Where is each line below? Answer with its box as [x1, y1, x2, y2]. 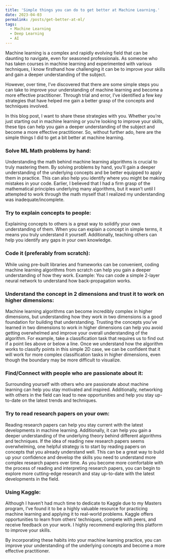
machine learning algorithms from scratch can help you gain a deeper [5, 267, 151, 273]
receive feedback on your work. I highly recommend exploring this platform [5, 521, 163, 527]
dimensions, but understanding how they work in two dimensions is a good [5, 314, 162, 320]
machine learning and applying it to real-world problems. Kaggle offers [5, 511, 153, 517]
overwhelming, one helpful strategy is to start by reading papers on [5, 443, 146, 450]
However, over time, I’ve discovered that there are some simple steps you [5, 81, 159, 87]
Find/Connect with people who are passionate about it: [5, 370, 144, 377]
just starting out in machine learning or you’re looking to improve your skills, [5, 118, 164, 124]
